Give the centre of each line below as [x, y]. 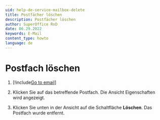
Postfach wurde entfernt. [38, 113]
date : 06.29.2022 [24, 29]
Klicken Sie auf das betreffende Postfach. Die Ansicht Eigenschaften [84, 92]
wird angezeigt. [29, 98]
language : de [19, 43]
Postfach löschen [43, 68]
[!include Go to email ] [34, 82]
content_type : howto [27, 39]
